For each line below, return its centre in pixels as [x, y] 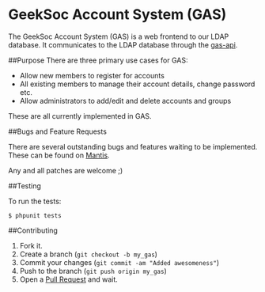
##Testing [25, 186]
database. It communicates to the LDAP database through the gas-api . [123, 44]
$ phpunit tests [35, 215]
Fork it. [31, 245]
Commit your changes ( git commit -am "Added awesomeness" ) [119, 262]
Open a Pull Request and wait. [69, 279]
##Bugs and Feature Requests [57, 131]
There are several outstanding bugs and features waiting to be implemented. [133, 146]
